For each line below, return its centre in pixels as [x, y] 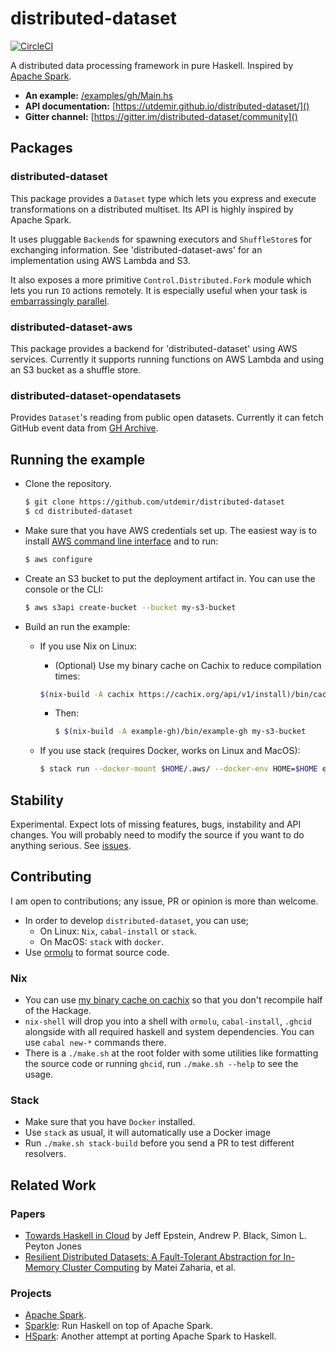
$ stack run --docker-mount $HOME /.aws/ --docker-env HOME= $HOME [178, 769]
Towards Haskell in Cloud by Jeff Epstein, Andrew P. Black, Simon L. [165, 1236]
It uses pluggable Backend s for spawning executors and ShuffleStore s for [161, 239]
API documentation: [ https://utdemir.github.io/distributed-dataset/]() [167, 106]
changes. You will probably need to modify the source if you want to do [157, 834]
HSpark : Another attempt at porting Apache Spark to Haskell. [150, 1336]
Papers [28, 1214]
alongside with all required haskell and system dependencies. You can [169, 1032]
